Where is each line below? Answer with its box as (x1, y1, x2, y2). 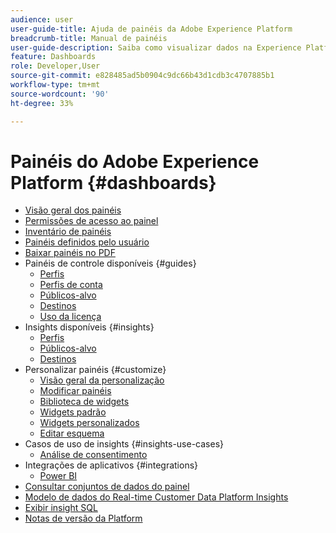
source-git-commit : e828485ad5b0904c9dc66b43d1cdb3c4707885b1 (10, 71, 275, 81)
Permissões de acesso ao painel (24, 215, 159, 227)
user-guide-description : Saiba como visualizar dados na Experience (10, 42, 302, 53)
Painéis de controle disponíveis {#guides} (24, 257, 197, 270)
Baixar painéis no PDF (24, 247, 116, 259)
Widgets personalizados (39, 417, 140, 429)
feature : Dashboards (10, 52, 97, 62)
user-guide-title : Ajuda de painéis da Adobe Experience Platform (10, 24, 293, 34)
